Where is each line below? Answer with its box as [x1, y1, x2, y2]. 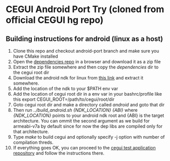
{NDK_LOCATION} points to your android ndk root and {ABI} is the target [13, 112, 164, 118]
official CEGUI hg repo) [6, 14, 104, 26]
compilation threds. [13, 139, 54, 145]
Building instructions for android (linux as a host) [6, 34, 163, 43]
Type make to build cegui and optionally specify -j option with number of [13, 134, 165, 140]
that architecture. [13, 129, 50, 135]
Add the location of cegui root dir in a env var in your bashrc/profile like [13, 91, 162, 97]
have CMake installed [13, 53, 58, 59]
